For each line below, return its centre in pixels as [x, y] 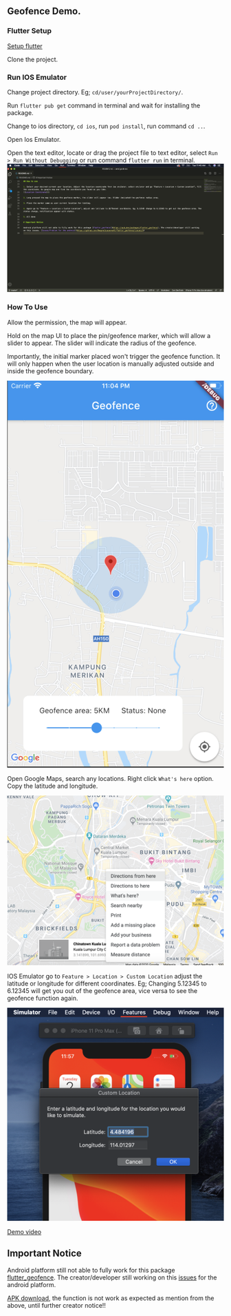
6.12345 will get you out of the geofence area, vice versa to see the [102, 990]
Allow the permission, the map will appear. [67, 322]
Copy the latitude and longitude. [53, 786]
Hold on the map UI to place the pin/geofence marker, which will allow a [109, 335]
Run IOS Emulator [37, 77]
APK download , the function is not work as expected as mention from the [111, 1298]
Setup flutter [25, 46]
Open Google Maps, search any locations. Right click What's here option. [111, 778]
